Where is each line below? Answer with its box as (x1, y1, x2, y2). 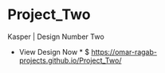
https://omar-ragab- (90, 47, 157, 56)
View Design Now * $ (18, 47, 90, 56)
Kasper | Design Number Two (7, 32, 104, 41)
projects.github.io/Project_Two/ (18, 56, 122, 65)
